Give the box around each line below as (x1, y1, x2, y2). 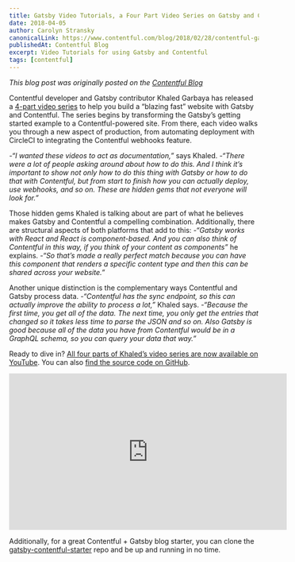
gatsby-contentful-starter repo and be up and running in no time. (9, 545, 221, 554)
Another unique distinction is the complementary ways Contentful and (9, 283, 238, 293)
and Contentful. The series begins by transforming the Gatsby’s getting (9, 110, 241, 119)
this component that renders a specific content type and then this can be (9, 259, 249, 269)
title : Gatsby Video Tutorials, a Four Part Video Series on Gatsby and (9, 11, 255, 20)
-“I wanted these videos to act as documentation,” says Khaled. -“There (9, 150, 245, 160)
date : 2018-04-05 (9, 19, 67, 27)
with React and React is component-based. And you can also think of (9, 234, 237, 243)
